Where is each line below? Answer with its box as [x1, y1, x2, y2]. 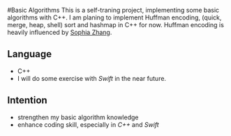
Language [7, 48, 52, 60]
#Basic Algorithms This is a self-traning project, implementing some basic [7, 6, 220, 14]
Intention [7, 94, 47, 107]
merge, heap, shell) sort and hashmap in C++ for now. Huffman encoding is [7, 21, 225, 29]
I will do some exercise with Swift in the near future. [17, 74, 166, 82]
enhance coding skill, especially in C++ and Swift [17, 120, 159, 128]
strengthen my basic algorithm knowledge [17, 113, 139, 121]
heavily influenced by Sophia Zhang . [7, 28, 112, 36]
